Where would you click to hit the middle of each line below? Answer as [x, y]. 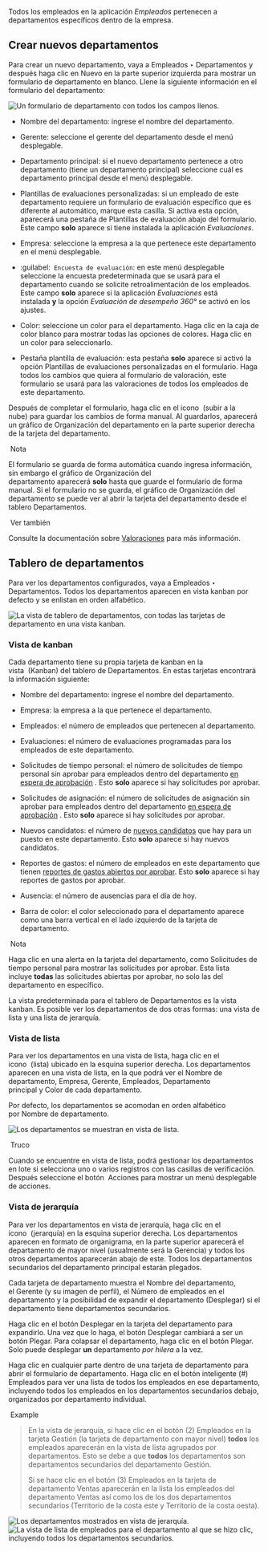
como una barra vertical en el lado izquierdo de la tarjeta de [119, 920]
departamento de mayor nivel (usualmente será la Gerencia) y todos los [127, 1250]
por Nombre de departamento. [59, 1114]
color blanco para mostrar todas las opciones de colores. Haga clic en [136, 334]
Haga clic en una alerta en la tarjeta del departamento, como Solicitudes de [133, 959]
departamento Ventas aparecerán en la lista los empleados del [131, 1488]
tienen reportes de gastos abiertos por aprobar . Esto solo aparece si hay [140, 871]
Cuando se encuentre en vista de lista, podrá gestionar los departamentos [131, 1161]
